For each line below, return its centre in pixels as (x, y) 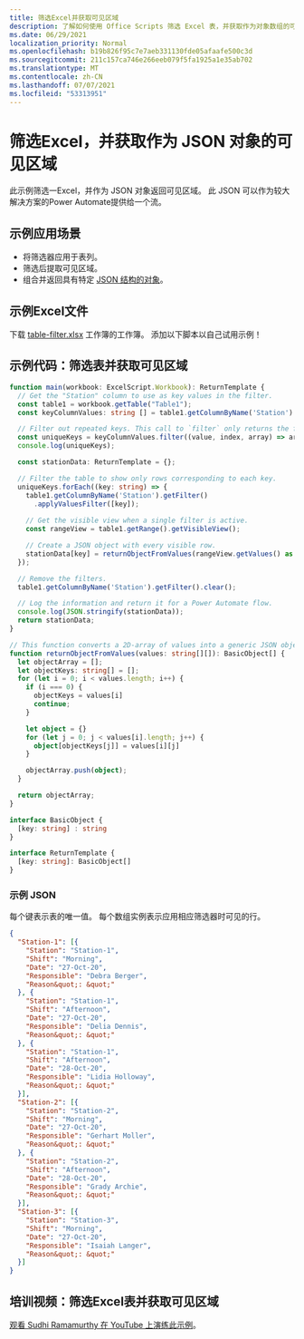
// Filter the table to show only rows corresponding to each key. (147, 478)
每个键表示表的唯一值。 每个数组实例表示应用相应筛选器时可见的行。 (137, 917)
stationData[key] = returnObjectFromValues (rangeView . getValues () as (160, 554)
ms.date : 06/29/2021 (48, 34)
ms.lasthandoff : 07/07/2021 (62, 85)
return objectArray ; (56, 795)
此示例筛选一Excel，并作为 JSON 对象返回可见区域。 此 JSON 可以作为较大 (150, 190)
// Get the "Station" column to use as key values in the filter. (145, 395)
